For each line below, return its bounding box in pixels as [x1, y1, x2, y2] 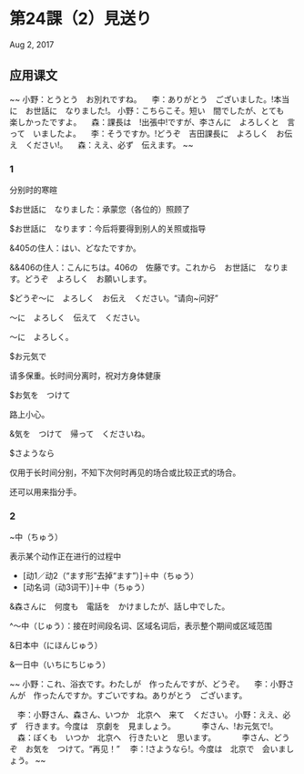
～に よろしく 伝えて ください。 [9, 312, 146, 324]
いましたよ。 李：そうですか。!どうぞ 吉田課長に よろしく [33, 128, 269, 139]
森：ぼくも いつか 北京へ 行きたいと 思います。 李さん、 [16, 732, 275, 743]
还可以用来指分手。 [9, 487, 82, 498]
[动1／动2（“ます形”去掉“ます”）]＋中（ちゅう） [22, 571, 198, 582]
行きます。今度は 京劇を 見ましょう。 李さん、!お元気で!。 [25, 721, 279, 732]
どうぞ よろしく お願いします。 [24, 273, 152, 284]
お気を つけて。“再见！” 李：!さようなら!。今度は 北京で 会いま [25, 744, 287, 755]
